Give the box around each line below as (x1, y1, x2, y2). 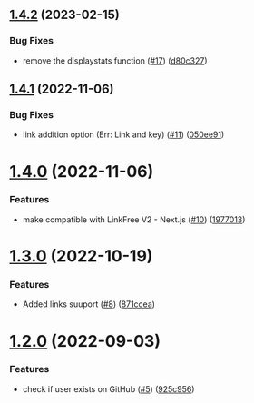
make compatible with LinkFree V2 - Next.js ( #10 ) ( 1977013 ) (22, 213, 246, 225)
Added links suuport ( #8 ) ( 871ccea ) (22, 299, 156, 310)
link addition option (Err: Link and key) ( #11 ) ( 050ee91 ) (22, 129, 225, 140)
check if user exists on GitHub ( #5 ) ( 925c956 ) (22, 383, 195, 394)
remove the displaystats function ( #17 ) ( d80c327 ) (22, 54, 208, 66)
